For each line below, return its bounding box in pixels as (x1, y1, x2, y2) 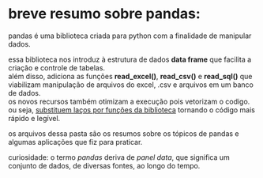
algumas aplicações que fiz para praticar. (8, 137, 143, 146)
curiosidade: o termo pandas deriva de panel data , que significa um (8, 152, 231, 162)
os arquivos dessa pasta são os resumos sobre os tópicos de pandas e (8, 128, 239, 138)
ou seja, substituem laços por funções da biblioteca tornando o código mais (8, 104, 255, 115)
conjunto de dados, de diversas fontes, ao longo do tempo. (8, 161, 201, 170)
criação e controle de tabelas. (8, 62, 105, 72)
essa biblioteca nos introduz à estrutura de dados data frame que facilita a (8, 55, 252, 64)
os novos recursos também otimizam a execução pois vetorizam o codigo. (8, 97, 250, 106)
